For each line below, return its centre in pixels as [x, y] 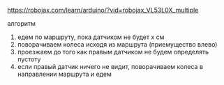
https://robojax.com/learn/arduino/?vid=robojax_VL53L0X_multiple [103, 10]
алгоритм [22, 23]
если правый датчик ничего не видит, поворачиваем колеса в [110, 67]
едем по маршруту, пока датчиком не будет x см [91, 37]
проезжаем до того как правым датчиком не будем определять [113, 52]
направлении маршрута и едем [64, 74]
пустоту [29, 59]
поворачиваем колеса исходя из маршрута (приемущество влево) [117, 44]
